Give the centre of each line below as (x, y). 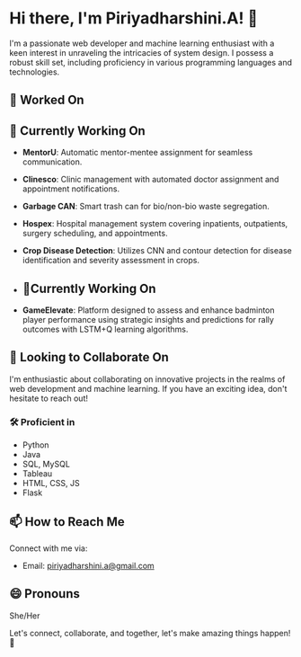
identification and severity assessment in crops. (111, 261)
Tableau (37, 474)
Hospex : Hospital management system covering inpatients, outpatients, (155, 224)
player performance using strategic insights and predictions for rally (148, 319)
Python (35, 445)
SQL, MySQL (46, 464)
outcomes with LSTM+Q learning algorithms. (105, 329)
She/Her (25, 616)
